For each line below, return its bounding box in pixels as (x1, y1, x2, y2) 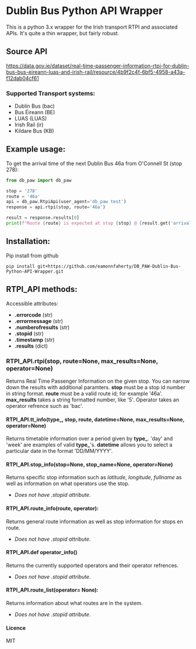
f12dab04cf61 (6, 74, 39, 81)
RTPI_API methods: (6, 284, 78, 294)
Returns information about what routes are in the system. (6, 599, 143, 606)
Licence (6, 624, 26, 631)
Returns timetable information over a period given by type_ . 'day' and (6, 435, 173, 442)
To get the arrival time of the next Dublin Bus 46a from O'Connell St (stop (6, 160, 183, 167)
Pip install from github (6, 252, 59, 259)
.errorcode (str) (14, 311, 53, 318)
